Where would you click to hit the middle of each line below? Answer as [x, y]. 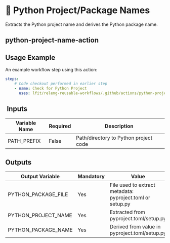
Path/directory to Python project [114, 138]
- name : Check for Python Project [51, 88]
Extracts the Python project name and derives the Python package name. [81, 24]
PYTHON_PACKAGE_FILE [38, 194]
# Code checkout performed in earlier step [61, 84]
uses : [24, 93]
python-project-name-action [52, 40]
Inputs [17, 109]
